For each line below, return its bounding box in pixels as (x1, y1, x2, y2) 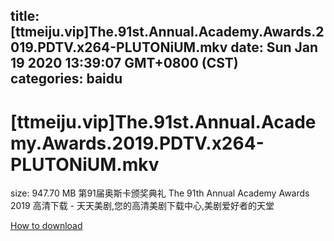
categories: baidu (10, 70, 123, 88)
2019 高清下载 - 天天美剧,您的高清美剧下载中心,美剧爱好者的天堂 (10, 200, 275, 212)
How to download (10, 220, 83, 232)
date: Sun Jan (230, 39, 319, 56)
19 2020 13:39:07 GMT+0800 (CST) (10, 55, 239, 72)
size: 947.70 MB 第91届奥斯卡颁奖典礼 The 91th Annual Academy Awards (10, 187, 310, 199)
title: (10, 8, 40, 25)
